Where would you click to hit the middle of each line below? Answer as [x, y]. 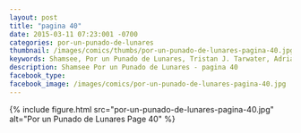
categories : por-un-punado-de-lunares [82, 42]
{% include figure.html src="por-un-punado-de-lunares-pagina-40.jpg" [142, 109]
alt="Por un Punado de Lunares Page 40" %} [93, 119]
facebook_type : [38, 76]
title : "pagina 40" [46, 26]
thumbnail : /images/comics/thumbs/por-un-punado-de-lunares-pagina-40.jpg [152, 51]
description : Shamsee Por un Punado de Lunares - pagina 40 [124, 68]
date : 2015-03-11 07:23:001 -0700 [74, 34]
